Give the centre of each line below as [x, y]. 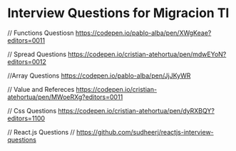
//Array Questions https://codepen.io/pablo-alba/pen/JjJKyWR [99, 75]
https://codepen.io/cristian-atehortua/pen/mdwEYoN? [147, 54]
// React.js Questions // [41, 132]
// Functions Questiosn [41, 33]
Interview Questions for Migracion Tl [118, 13]
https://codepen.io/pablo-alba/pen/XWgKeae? [143, 33]
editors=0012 [27, 61]
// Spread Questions [37, 54]
